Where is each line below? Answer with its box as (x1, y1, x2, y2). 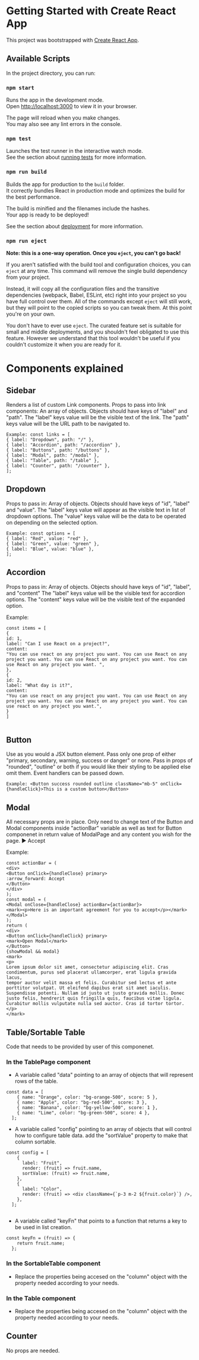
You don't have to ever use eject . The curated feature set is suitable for (6, 322, 182, 329)
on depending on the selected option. (6, 519, 98, 526)
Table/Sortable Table (6, 1027, 86, 1037)
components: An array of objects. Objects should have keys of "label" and (6, 407, 188, 414)
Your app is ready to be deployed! (6, 211, 89, 218)
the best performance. (6, 193, 61, 200)
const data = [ (6, 1089, 44, 1095)
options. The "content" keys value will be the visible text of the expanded (6, 596, 185, 603)
